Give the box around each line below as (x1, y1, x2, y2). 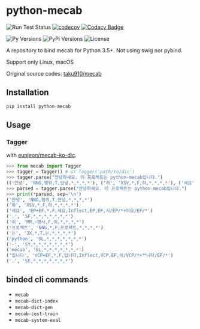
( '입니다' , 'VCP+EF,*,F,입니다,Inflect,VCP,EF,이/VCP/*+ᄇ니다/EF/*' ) (6, 253, 174, 259)
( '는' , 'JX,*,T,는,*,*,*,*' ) (6, 230, 77, 236)
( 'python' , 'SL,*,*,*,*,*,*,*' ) (6, 235, 87, 242)
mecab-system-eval (14, 317, 61, 323)
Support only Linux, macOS (6, 58, 74, 65)
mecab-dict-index (14, 298, 59, 304)
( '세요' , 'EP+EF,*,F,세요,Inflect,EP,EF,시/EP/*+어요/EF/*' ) (6, 208, 153, 214)
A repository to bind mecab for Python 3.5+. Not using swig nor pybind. (6, 46, 183, 54)
